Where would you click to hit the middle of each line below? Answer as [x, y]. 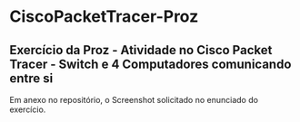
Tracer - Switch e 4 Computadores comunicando [150, 64]
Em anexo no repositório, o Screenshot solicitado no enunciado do [134, 100]
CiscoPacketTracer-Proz [104, 17]
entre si [31, 78]
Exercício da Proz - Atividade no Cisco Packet [141, 50]
